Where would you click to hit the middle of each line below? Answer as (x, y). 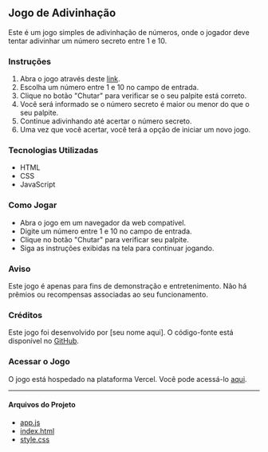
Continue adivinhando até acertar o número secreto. (106, 121)
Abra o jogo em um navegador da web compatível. (102, 222)
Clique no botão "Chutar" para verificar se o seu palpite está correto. (133, 96)
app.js (30, 423)
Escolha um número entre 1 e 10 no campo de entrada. (109, 88)
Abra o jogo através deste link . (70, 79)
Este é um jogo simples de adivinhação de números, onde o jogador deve (129, 32)
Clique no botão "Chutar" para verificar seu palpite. (104, 239)
